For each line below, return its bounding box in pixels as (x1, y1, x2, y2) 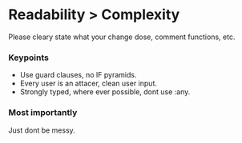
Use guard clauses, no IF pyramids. (19, 70, 137, 80)
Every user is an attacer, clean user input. (19, 78, 158, 89)
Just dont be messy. (8, 125, 76, 135)
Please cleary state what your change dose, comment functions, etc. (8, 32, 236, 42)
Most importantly (8, 107, 78, 118)
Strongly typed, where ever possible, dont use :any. (19, 87, 191, 97)
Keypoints (8, 52, 50, 63)
